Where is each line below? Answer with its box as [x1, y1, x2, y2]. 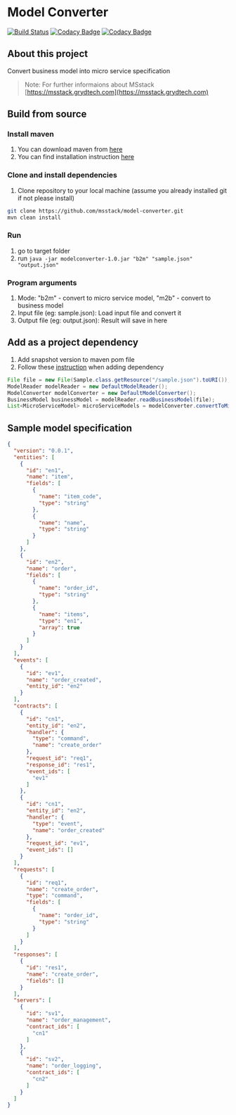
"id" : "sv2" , [25, 1056, 65, 1063]
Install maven [7, 130, 54, 139]
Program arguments [7, 277, 77, 287]
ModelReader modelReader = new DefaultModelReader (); [7, 383, 169, 390]
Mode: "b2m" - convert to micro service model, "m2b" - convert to [17, 294, 211, 303]
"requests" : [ [13, 866, 55, 873]
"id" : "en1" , [25, 467, 65, 474]
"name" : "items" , [38, 610, 90, 618]
